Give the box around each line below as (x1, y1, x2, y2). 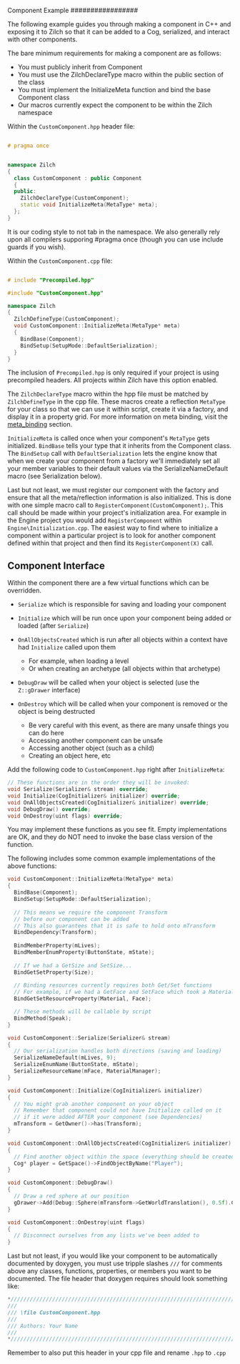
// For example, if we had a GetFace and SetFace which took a (14, 989, 206, 996)
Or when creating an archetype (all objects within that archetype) (28, 664, 221, 673)
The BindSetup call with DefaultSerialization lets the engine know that (7, 449, 218, 458)
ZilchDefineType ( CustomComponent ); (14, 316, 120, 323)
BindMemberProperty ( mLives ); (14, 942, 101, 950)
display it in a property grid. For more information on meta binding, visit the (7, 412, 229, 421)
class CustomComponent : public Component (14, 174, 142, 181)
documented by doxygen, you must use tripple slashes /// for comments (7, 1259, 223, 1268)
